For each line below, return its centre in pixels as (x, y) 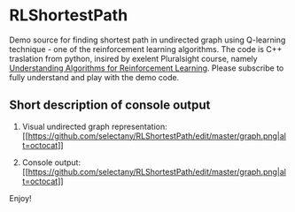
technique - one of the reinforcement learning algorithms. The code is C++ (146, 49)
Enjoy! (21, 198)
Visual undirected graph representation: (95, 126)
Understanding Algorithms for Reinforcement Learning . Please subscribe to (147, 68)
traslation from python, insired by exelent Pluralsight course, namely (134, 58)
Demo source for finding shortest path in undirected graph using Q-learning (147, 40)
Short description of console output (110, 106)
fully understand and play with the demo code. (94, 77)
